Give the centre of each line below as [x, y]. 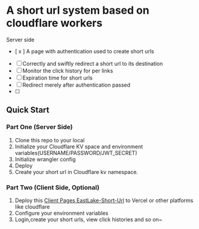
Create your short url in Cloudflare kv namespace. [76, 172]
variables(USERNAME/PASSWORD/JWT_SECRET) [76, 152]
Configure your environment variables [62, 213]
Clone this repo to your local [50, 140]
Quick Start [28, 110]
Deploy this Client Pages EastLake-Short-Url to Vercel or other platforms [104, 200]
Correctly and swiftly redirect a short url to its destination [93, 63]
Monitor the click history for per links [68, 71]
